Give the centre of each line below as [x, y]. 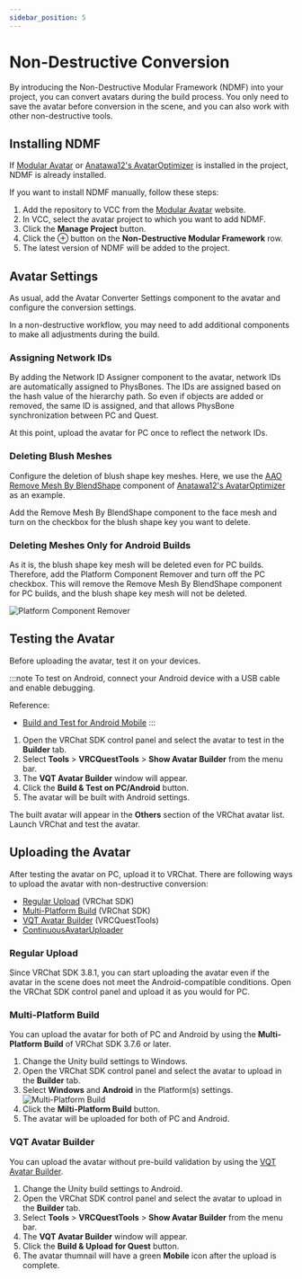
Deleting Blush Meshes [61, 457]
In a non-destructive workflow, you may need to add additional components [150, 325]
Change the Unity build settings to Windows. [105, 1061]
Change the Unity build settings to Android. [102, 1188]
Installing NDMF [55, 143]
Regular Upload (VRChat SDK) [78, 901]
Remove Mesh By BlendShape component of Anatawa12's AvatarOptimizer [147, 485]
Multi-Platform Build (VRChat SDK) [86, 910]
